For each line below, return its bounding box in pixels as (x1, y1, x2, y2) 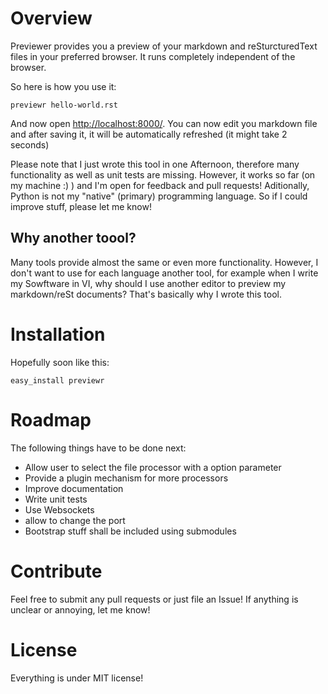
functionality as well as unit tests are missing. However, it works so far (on (10, 168, 316, 181)
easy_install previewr (10, 375, 105, 386)
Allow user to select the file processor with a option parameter (24, 461, 282, 473)
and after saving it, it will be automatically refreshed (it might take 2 (10, 128, 288, 140)
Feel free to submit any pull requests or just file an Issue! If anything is (10, 593, 299, 605)
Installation (10, 323, 106, 346)
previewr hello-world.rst (10, 100, 118, 110)
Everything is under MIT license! (10, 672, 144, 684)
